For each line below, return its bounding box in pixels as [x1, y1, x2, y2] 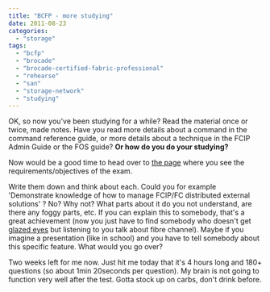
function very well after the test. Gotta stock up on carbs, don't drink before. [8, 275, 262, 285]
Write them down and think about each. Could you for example [8, 182, 217, 192]
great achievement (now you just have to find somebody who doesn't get [8, 216, 251, 226]
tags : [8, 42, 27, 50]
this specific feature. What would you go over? [8, 242, 164, 252]
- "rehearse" [15, 72, 60, 80]
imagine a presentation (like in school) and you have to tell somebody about [8, 233, 260, 243]
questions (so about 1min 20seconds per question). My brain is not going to [8, 266, 260, 276]
